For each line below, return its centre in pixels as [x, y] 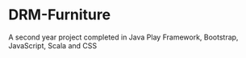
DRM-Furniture [60, 15]
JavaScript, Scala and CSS [53, 45]
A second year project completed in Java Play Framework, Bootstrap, [123, 37]
